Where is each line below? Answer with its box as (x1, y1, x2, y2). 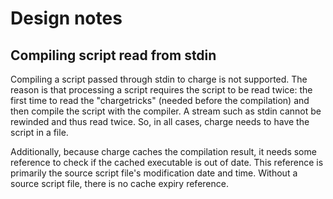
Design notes (10, 7, 123, 30)
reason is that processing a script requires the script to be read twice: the (10, 84, 313, 96)
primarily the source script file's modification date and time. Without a (10, 167, 298, 179)
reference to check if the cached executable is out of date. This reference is (10, 157, 324, 168)
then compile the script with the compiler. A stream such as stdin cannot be (10, 105, 322, 117)
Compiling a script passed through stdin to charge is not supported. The (10, 73, 308, 85)
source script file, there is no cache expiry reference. (10, 178, 229, 189)
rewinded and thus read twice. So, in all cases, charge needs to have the (10, 116, 310, 127)
